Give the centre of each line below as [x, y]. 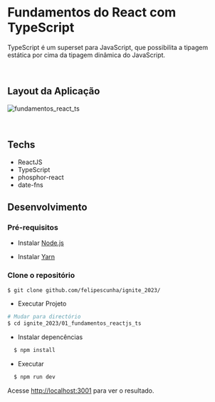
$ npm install [35, 351]
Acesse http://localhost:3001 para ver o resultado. [81, 391]
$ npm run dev [35, 377]
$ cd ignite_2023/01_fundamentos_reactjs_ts [74, 323]
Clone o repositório [41, 276]
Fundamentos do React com [92, 12]
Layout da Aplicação [54, 91]
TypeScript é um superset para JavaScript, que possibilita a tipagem [108, 47]
